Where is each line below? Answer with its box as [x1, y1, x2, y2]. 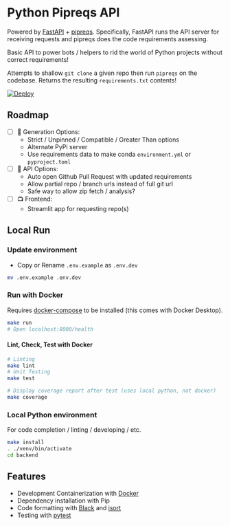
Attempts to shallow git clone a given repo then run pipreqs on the [7, 69, 198, 77]
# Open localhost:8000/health [7, 325, 94, 333]
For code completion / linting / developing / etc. [7, 426, 141, 434]
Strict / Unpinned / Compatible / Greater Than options [27, 135, 180, 144]
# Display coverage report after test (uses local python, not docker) [7, 387, 216, 395]
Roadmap [7, 109, 49, 121]
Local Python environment [7, 410, 97, 419]
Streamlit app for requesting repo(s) [27, 204, 129, 212]
